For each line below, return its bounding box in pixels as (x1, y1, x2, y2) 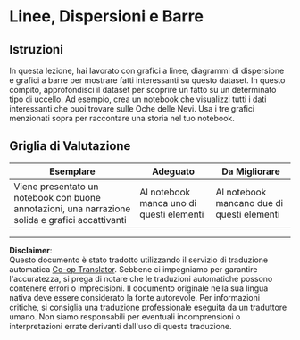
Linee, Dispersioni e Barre (9, 6, 204, 27)
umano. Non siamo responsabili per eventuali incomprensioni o (9, 311, 241, 322)
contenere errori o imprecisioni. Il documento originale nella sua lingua (9, 283, 269, 294)
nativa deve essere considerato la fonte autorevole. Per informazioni (9, 292, 261, 303)
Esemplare (48, 165, 96, 178)
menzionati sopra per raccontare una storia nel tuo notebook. (9, 113, 235, 123)
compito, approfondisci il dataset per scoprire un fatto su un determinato (9, 85, 277, 95)
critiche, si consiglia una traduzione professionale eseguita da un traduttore (9, 302, 287, 312)
